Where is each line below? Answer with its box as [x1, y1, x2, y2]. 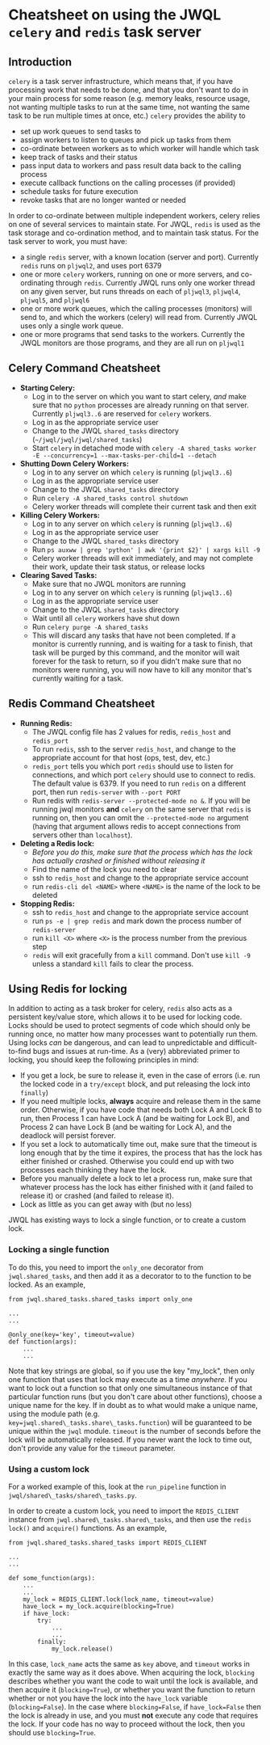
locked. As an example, [8, 1279, 86, 1289]
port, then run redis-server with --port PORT [31, 786, 181, 797]
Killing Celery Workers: [19, 510, 101, 520]
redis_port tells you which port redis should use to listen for [31, 761, 234, 771]
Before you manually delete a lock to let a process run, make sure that [19, 1174, 252, 1183]
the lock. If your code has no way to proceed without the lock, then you [8, 1719, 246, 1729]
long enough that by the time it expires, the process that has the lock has [19, 1148, 263, 1157]
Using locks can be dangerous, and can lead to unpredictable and [8, 1038, 228, 1047]
